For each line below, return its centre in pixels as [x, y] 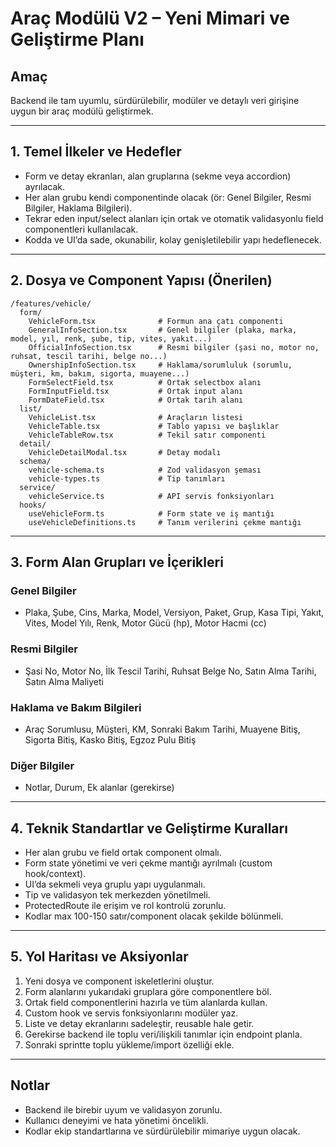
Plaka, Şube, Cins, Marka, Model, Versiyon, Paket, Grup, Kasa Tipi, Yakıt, [174, 613]
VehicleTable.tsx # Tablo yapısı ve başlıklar [154, 426]
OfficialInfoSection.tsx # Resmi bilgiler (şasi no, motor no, [174, 347]
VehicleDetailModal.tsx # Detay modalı [125, 452]
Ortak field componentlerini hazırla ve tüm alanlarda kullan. [146, 1002]
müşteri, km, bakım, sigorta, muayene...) [100, 373]
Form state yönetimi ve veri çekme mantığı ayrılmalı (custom [148, 863]
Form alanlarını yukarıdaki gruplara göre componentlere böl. [148, 991]
